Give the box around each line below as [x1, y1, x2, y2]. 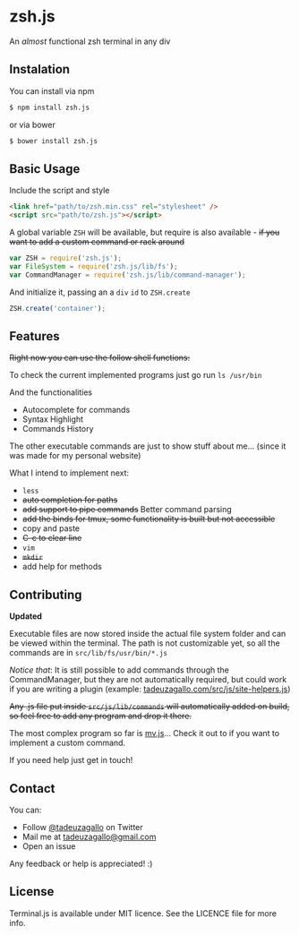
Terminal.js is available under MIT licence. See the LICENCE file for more [9, 907, 278, 919]
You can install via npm [9, 85, 95, 96]
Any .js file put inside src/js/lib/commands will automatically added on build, [9, 701, 290, 712]
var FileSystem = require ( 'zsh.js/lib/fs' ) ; [9, 262, 178, 270]
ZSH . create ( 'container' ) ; [9, 304, 106, 313]
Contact [9, 781, 56, 796]
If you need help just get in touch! [9, 755, 133, 766]
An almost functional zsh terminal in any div [9, 36, 171, 47]
